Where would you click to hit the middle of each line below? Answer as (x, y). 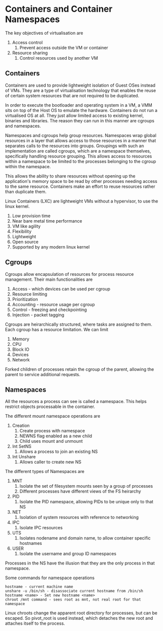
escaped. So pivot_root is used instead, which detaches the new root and (79, 618)
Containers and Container (59, 9)
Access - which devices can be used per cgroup (61, 289)
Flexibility (22, 231)
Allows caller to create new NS (50, 462)
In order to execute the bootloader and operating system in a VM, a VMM (79, 105)
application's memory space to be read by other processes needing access (81, 181)
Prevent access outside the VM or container (64, 47)
